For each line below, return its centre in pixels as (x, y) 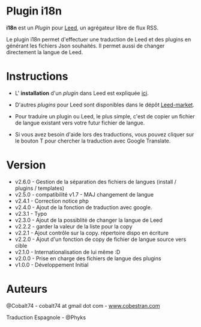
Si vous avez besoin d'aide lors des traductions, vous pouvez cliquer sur (104, 134)
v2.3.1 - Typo (31, 213)
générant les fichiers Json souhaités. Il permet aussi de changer (85, 46)
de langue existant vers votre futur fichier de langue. (80, 123)
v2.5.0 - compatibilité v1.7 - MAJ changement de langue (84, 194)
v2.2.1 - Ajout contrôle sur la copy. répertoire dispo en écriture (92, 233)
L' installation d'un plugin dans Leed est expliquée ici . (82, 93)
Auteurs (27, 289)
